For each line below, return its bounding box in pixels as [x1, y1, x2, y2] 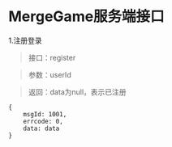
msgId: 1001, [23, 110, 67, 118]
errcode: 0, [23, 117, 63, 125]
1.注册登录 [8, 36, 42, 45]
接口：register [28, 52, 76, 62]
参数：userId [28, 69, 71, 79]
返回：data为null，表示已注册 [28, 86, 127, 97]
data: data [23, 124, 60, 132]
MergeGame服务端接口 [8, 7, 165, 26]
